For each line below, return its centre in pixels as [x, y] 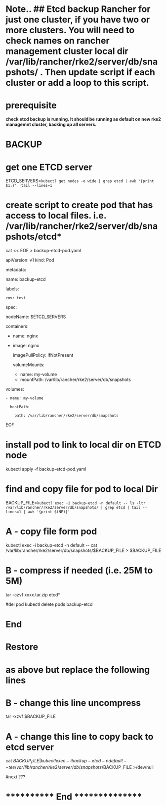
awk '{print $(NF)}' [49, 512]
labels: [12, 289]
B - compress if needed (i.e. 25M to [79, 570]
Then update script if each [100, 72]
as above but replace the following [78, 670]
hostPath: [20, 407]
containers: [17, 326]
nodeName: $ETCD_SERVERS [36, 317]
